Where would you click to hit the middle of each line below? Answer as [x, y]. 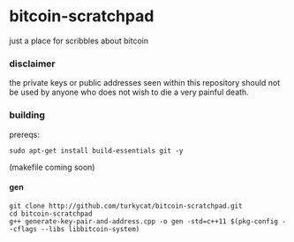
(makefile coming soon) [52, 167]
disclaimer [32, 64]
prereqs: [24, 134]
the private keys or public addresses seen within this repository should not [145, 83]
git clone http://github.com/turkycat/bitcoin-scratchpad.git [126, 206]
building [27, 115]
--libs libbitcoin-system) [90, 229]
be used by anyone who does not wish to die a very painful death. [129, 92]
